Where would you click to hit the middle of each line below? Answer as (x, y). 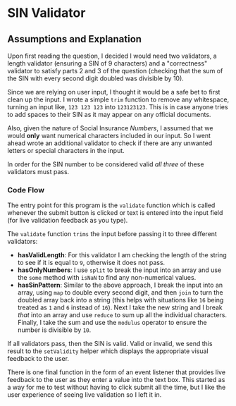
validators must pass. (38, 172)
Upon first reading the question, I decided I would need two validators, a (112, 56)
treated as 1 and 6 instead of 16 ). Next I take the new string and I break (120, 307)
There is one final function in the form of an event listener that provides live (117, 372)
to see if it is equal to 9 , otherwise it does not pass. (91, 263)
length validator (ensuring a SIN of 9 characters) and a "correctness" (107, 63)
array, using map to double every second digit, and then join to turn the (120, 293)
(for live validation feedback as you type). (68, 221)
